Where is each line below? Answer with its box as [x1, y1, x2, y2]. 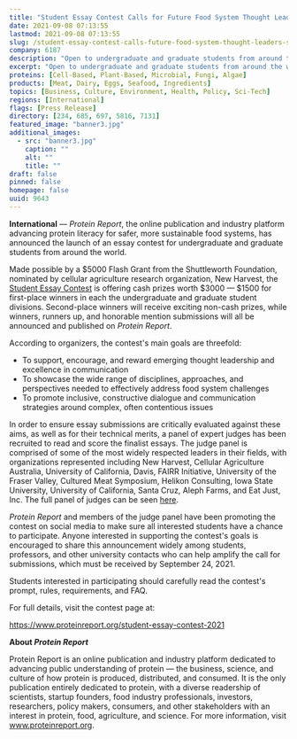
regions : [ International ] [9, 95, 104, 105]
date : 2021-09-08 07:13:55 [9, 21, 109, 30]
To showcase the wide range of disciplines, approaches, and [21, 373, 244, 384]
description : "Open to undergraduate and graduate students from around [9, 54, 283, 63]
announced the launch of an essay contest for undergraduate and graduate [9, 237, 284, 248]
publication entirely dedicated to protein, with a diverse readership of [9, 681, 261, 692]
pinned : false [9, 178, 62, 187]
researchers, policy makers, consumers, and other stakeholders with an [9, 701, 270, 712]
